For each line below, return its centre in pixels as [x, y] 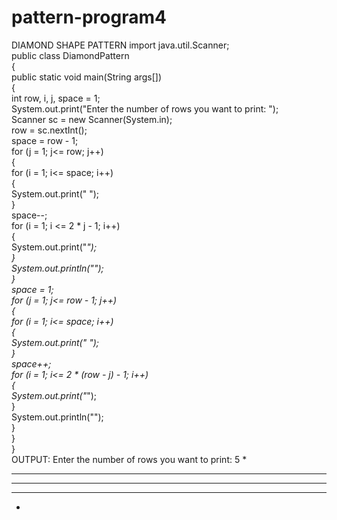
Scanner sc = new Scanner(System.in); [92, 119]
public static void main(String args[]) [87, 77]
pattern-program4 [89, 17]
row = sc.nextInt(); [49, 130]
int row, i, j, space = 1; [56, 98]
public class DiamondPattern [70, 55]
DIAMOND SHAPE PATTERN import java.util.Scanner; [120, 45]
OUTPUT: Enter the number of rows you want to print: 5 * [129, 459]
